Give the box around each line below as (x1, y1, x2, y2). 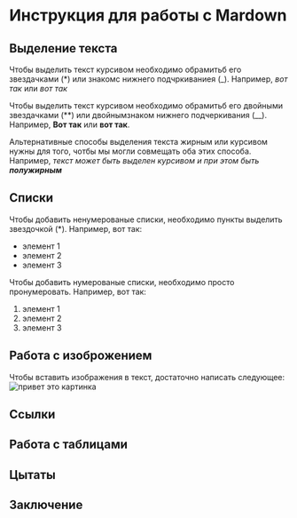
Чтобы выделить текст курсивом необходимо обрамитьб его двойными (9, 100, 284, 111)
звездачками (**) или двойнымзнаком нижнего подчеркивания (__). (9, 110, 268, 120)
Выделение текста (9, 41, 118, 56)
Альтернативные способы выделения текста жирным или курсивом (9, 137, 269, 147)
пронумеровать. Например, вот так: (9, 286, 146, 297)
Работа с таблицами (9, 437, 129, 452)
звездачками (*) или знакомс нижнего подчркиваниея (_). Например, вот (9, 74, 288, 84)
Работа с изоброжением (9, 348, 152, 363)
